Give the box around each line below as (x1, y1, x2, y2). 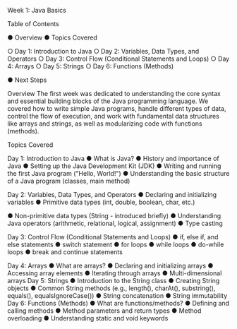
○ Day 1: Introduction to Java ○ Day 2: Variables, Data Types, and (7, 47, 200, 55)
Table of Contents (7, 20, 60, 28)
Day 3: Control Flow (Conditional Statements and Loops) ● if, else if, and (7, 233, 219, 241)
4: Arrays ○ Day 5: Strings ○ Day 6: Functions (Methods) (7, 62, 174, 70)
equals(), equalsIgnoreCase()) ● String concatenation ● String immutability (7, 292, 228, 299)
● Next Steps (7, 76, 47, 84)
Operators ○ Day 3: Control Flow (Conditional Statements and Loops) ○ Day (7, 54, 230, 63)
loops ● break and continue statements (7, 248, 123, 256)
